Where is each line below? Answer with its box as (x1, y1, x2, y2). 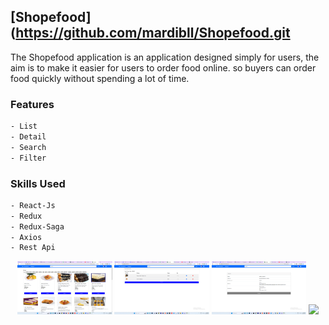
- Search (10, 142, 47, 152)
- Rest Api (10, 243, 56, 253)
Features (10, 97, 55, 111)
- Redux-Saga (10, 221, 65, 232)
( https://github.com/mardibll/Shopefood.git (10, 25, 291, 42)
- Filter (10, 153, 47, 163)
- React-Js (10, 200, 56, 210)
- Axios (10, 232, 43, 242)
